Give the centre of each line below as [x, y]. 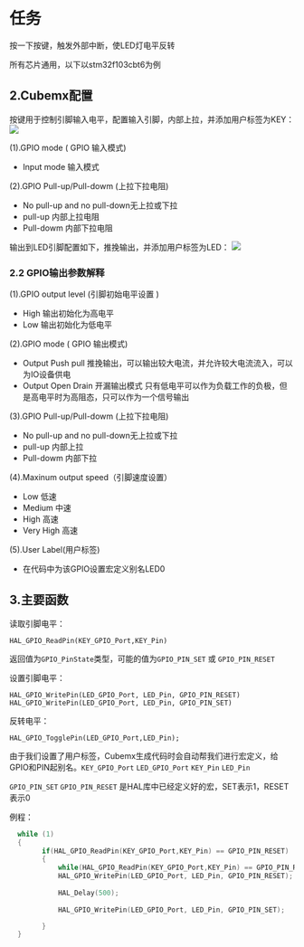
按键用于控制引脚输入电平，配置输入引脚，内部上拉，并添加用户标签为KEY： [152, 119]
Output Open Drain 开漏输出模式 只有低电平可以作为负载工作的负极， [151, 386]
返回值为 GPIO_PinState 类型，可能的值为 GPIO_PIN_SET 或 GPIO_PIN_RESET [142, 658]
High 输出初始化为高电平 [68, 314]
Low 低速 [39, 497]
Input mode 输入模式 [61, 166]
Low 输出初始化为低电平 [67, 325]
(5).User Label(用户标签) [55, 550]
